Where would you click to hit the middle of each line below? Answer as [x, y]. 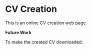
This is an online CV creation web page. [46, 23]
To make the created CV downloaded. [44, 42]
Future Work [18, 32]
